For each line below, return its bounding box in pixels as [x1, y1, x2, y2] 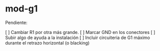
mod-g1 [5, 3, 38, 14]
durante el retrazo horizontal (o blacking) [5, 39, 90, 45]
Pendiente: [5, 19, 28, 25]
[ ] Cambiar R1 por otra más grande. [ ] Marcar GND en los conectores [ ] [5, 29, 155, 35]
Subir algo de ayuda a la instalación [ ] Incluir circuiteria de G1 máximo [5, 34, 150, 40]
